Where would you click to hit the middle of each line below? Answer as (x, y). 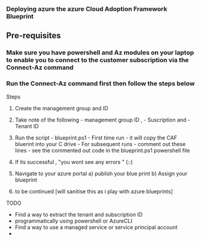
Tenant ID (27, 126)
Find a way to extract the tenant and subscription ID (79, 214)
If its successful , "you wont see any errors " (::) (74, 162)
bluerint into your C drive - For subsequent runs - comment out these (100, 144)
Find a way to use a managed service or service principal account (96, 227)
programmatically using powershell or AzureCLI (74, 221)
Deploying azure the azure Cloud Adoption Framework (87, 9)
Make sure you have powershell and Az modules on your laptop (100, 52)
